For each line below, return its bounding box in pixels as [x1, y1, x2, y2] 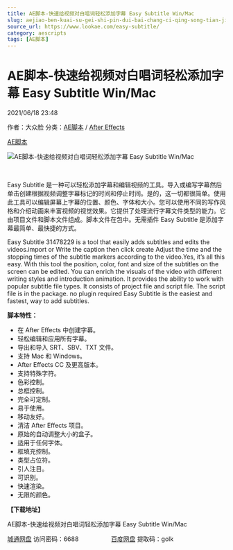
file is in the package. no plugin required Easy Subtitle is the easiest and [7, 289, 213, 298]
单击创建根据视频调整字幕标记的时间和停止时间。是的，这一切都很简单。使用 [7, 189, 226, 198]
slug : [7, 17, 23, 24]
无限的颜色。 [17, 490, 54, 499]
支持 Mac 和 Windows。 [17, 352, 87, 361]
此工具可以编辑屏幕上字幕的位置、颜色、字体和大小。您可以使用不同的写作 [7, 198, 220, 207]
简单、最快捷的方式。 [19, 224, 80, 232]
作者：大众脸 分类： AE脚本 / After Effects [7, 123, 125, 132]
